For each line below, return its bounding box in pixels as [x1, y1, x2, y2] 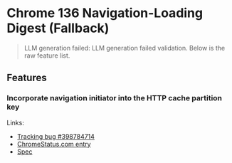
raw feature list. [23, 51, 70, 60]
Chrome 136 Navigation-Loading [6, 5, 204, 21]
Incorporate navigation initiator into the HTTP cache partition [6, 93, 222, 103]
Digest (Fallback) [6, 20, 110, 36]
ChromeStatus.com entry [16, 140, 91, 148]
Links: [6, 118, 24, 127]
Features [6, 72, 47, 84]
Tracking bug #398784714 [16, 132, 95, 140]
